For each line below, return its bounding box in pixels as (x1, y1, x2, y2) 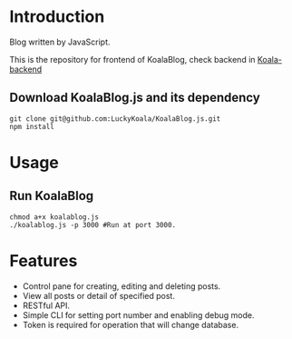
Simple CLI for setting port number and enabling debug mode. (22, 309, 255, 320)
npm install (9, 122, 54, 131)
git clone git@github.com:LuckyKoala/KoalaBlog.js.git (9, 114, 221, 124)
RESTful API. (22, 300, 71, 311)
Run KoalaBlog (9, 188, 94, 204)
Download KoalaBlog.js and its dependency (9, 90, 260, 105)
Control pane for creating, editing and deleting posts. (22, 280, 221, 292)
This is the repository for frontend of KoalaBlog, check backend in (9, 54, 256, 65)
